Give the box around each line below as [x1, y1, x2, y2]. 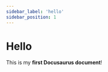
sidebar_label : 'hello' [6, 8, 65, 15]
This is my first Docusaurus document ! [6, 59, 103, 66]
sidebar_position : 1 [6, 14, 57, 20]
